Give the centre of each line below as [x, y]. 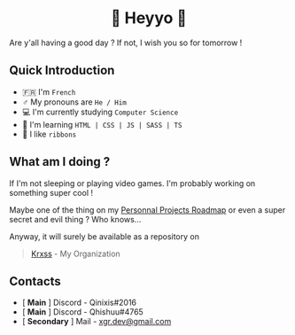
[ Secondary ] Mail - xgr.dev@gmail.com [97, 322]
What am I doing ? [60, 162]
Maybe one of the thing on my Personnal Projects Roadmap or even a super [147, 210]
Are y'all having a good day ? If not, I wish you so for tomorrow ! [126, 43]
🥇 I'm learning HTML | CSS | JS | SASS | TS [102, 124]
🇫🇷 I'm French [49, 91]
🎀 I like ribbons [49, 134]
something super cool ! [51, 192]
